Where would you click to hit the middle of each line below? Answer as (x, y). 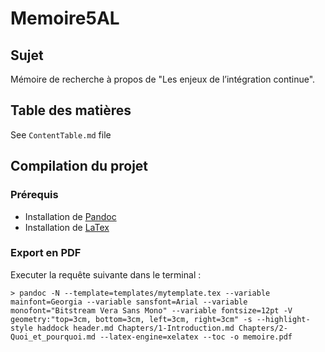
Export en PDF (46, 253)
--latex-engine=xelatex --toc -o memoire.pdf (196, 337)
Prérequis (34, 195)
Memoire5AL (65, 18)
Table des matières (71, 110)
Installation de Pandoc (70, 216)
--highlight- (283, 319)
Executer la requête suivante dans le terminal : (106, 274)
